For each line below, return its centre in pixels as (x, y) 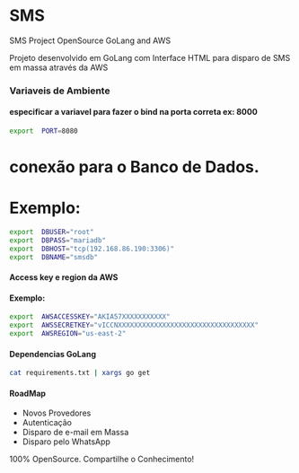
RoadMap (28, 393)
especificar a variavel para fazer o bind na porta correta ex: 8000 (133, 112)
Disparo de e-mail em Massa (75, 433)
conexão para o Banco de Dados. (135, 167)
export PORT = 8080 (44, 131)
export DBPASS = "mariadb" (57, 240)
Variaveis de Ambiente (60, 91)
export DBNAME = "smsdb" (54, 257)
